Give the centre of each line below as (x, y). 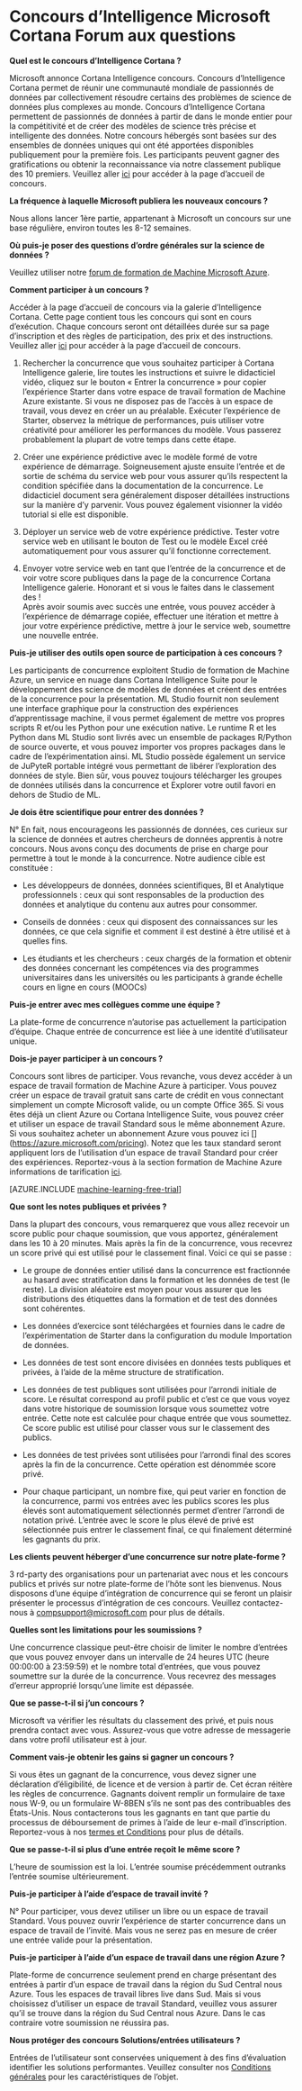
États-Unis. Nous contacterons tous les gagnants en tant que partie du (140, 1813)
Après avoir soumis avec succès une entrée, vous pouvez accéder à (149, 606)
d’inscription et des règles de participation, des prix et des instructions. (141, 336)
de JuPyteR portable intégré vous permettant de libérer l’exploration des (143, 765)
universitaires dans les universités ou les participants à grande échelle (152, 977)
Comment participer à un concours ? (80, 289)
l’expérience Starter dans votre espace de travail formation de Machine (154, 391)
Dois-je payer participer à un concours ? (86, 1058)
